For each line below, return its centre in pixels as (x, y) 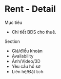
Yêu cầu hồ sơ (26, 66)
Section (12, 41)
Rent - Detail (30, 9)
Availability (22, 56)
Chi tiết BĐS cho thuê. (34, 32)
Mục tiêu (13, 22)
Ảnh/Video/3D (26, 61)
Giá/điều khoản (27, 51)
